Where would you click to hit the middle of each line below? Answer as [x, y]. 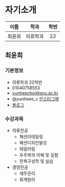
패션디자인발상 [33, 142]
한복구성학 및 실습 [36, 161]
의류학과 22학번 [27, 82]
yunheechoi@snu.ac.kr [35, 93]
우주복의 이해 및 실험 [39, 155]
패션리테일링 [31, 136]
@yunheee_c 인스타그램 [35, 99]
